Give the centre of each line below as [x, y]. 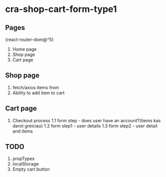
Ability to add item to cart [38, 93]
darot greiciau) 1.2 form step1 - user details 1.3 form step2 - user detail [85, 126]
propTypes [23, 159]
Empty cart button [31, 169]
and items [23, 131]
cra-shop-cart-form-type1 [61, 9]
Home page [24, 49]
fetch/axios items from [35, 87]
